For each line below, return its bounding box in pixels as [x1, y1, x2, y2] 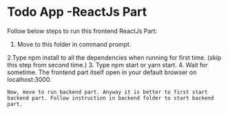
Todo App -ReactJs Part [7, 4, 147, 20]
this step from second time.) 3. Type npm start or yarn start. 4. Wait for [7, 60, 208, 69]
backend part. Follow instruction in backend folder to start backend [7, 94, 214, 102]
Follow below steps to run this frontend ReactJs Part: [7, 27, 158, 35]
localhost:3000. [7, 75, 52, 83]
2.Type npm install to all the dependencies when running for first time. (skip [7, 53, 222, 62]
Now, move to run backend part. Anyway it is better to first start [7, 89, 208, 95]
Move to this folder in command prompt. [17, 40, 132, 48]
